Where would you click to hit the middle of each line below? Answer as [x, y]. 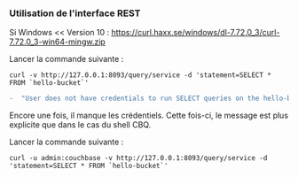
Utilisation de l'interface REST [75, 13]
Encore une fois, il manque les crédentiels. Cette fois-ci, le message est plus [149, 115]
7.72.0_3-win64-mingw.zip [58, 42]
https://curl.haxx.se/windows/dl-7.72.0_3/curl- [195, 33]
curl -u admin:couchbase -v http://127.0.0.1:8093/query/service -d [138, 158]
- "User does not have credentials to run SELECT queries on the [134, 99]
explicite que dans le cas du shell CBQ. [80, 125]
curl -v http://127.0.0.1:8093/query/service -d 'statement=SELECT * [141, 75]
